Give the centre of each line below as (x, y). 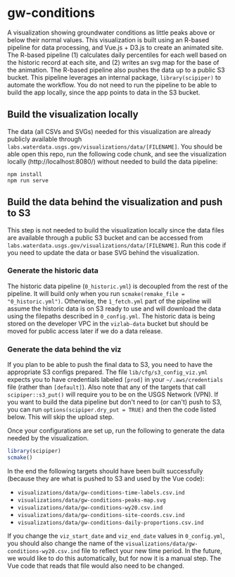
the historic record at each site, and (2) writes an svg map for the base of (113, 62)
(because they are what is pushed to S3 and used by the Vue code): (106, 478)
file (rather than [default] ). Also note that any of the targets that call (107, 387)
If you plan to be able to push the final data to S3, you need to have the (110, 365)
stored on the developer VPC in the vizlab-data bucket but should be (108, 323)
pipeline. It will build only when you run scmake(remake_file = (96, 293)
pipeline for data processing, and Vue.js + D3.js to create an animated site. (115, 47)
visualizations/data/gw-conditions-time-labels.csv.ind (101, 492)
